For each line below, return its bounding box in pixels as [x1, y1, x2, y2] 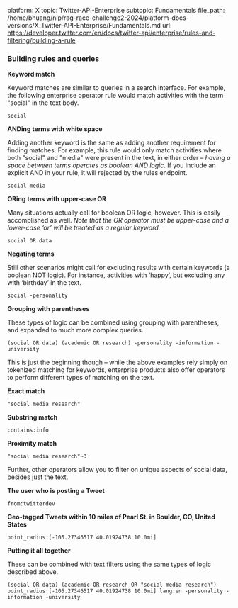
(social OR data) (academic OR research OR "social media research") [7, 581, 217, 589]
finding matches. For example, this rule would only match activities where [7, 146, 222, 154]
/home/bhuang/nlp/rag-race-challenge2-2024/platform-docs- [7, 13, 189, 22]
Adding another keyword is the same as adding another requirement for [7, 138, 216, 147]
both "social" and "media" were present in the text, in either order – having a [7, 154, 231, 162]
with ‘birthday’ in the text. [7, 278, 81, 287]
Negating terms [7, 249, 55, 258]
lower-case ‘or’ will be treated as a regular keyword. [7, 223, 161, 232]
